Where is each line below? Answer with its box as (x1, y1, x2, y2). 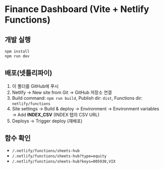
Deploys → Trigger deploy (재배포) (12, 118, 83, 124)
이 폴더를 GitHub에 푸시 (12, 83, 59, 89)
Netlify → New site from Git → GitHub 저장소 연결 (12, 89, 112, 95)
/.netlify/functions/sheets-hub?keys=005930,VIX (12, 159, 116, 164)
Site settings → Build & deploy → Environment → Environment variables (12, 105, 159, 111)
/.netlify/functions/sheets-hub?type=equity (12, 154, 107, 159)
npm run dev (5, 54, 30, 59)
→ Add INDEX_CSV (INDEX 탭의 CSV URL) (12, 111, 100, 117)
